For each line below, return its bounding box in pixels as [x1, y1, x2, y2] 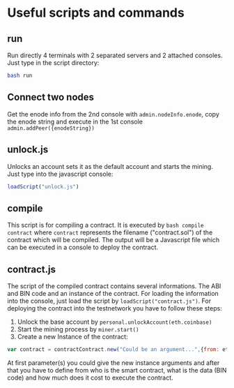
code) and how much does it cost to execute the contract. [7, 373, 173, 382]
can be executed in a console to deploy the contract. [7, 243, 159, 252]
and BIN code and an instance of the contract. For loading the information [7, 290, 219, 297]
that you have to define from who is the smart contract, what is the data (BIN [7, 366, 227, 374]
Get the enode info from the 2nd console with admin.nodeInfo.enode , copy [7, 110, 219, 118]
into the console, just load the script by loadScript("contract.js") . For [7, 297, 211, 305]
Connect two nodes [7, 91, 95, 103]
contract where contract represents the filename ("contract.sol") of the [7, 228, 213, 237]
